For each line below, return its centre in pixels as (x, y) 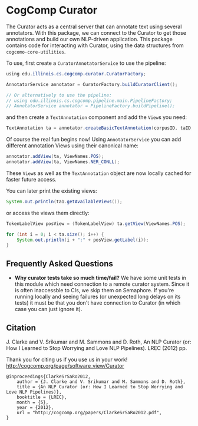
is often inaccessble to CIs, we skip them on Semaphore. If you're (94, 290)
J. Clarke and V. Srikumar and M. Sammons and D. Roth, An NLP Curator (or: (99, 342)
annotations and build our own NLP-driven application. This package (89, 39)
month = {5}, (33, 402)
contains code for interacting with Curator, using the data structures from (95, 45)
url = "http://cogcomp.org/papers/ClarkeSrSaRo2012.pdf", (89, 412)
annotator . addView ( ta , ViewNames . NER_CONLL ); (63, 162)
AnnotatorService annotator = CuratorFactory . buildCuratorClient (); (92, 84)
